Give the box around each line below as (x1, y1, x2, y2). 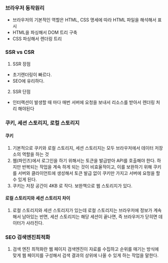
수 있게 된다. (12, 176, 37, 182)
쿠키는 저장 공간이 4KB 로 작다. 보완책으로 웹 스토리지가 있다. (12, 182, 133, 188)
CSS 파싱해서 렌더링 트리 (12, 36, 62, 42)
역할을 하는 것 (22, 151, 49, 157)
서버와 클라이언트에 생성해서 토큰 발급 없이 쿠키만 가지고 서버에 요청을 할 (18, 170, 160, 176)
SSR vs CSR (5, 49, 35, 56)
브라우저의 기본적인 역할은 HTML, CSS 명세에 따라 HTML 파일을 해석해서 (12, 17, 157, 23)
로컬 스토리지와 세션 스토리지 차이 (5, 195, 70, 201)
